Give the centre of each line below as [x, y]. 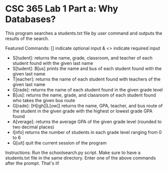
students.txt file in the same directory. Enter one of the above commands [81, 157]
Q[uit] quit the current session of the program [59, 142]
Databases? [31, 19]
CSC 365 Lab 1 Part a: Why [62, 9]
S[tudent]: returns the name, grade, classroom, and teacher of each [82, 57]
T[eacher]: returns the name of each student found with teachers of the [87, 79]
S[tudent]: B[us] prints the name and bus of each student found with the [87, 68]
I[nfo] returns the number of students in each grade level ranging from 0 [87, 132]
